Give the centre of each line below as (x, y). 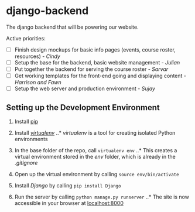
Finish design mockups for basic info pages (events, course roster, (95, 49)
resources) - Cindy (37, 56)
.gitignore (26, 163)
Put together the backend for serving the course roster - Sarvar (91, 69)
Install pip (26, 122)
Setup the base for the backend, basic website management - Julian (97, 62)
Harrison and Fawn (38, 83)
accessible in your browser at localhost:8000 (69, 203)
